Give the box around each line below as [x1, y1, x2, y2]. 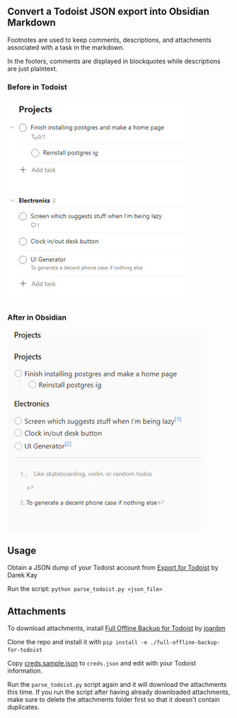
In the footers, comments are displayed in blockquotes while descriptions [7, 57, 221, 65]
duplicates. [7, 703, 40, 712]
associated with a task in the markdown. [7, 43, 125, 52]
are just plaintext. [7, 64, 58, 73]
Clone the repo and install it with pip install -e [7, 638, 148, 646]
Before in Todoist [7, 82, 67, 91]
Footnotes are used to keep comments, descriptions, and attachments [7, 35, 212, 44]
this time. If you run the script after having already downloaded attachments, [7, 688, 231, 697]
